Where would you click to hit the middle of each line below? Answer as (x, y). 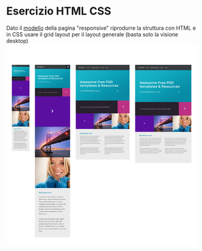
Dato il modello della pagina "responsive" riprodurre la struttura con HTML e (101, 28)
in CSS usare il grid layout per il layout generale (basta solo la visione (92, 34)
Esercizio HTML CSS (59, 11)
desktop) (18, 41)
